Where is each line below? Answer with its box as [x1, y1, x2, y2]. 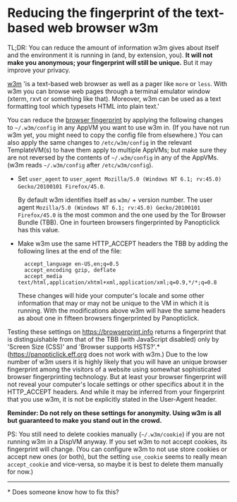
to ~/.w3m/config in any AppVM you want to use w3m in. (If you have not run [7, 123, 230, 131]
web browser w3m [47, 20, 159, 36]
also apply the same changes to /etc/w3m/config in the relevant [7, 138, 192, 146]
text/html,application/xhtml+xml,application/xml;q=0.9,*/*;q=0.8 [17, 279, 217, 286]
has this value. [17, 225, 60, 234]
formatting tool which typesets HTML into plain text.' [7, 102, 160, 110]
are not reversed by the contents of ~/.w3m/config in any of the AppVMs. [7, 153, 219, 162]
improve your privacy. [7, 66, 71, 74]
